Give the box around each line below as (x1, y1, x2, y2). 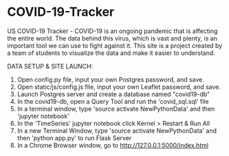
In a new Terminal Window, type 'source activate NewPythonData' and (17, 126, 217, 135)
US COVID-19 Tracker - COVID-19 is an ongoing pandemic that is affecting (7, 27, 218, 35)
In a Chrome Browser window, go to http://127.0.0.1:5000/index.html (17, 141, 208, 149)
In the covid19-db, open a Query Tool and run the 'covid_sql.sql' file (17, 97, 209, 105)
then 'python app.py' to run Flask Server (17, 133, 132, 142)
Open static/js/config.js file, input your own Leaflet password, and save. (17, 82, 221, 91)
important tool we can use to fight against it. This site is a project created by (7, 41, 223, 49)
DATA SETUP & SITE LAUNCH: (7, 62, 94, 70)
